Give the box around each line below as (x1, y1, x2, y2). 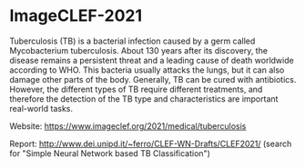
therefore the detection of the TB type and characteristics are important (9, 93, 279, 104)
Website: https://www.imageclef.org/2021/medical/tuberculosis (9, 120, 247, 132)
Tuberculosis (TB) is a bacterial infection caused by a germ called (9, 35, 256, 46)
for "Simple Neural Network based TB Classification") (9, 147, 211, 159)
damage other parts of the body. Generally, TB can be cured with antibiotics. (9, 74, 297, 84)
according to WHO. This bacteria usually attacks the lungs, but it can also (9, 64, 285, 75)
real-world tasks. (9, 103, 74, 114)
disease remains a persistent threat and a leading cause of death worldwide (9, 54, 294, 65)
